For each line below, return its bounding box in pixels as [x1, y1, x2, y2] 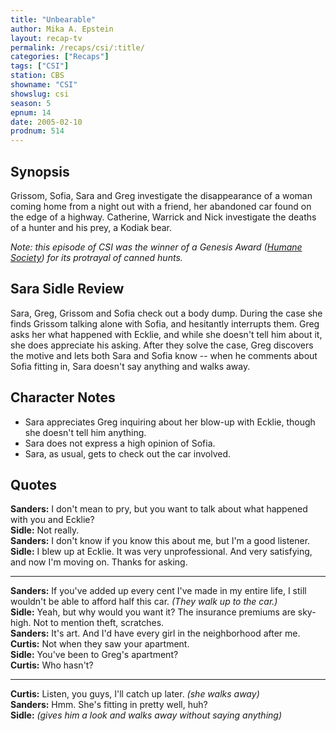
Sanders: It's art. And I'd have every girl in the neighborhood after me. [10, 627, 301, 640]
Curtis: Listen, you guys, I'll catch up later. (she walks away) [10, 688, 260, 700]
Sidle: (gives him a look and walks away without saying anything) [10, 709, 283, 721]
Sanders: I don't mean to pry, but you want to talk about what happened [10, 503, 308, 515]
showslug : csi [10, 89, 70, 99]
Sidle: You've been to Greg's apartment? [10, 649, 179, 661]
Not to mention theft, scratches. [33, 617, 165, 629]
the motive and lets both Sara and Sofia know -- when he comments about [10, 349, 318, 361]
